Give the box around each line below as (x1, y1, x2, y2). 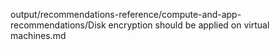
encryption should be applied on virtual (108, 19, 270, 31)
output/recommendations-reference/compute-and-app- (10, 9, 242, 20)
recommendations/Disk (10, 19, 107, 31)
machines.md (10, 30, 67, 41)
